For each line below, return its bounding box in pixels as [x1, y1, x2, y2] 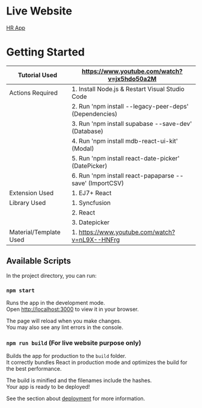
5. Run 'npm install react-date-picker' [72, 154, 180, 162]
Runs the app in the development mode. [6, 299, 105, 306]
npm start [6, 287, 35, 293]
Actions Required [9, 89, 58, 97]
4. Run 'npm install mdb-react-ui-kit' [72, 137, 179, 145]
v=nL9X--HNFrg [72, 235, 120, 243]
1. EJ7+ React [72, 189, 112, 197]
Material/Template [9, 228, 61, 236]
